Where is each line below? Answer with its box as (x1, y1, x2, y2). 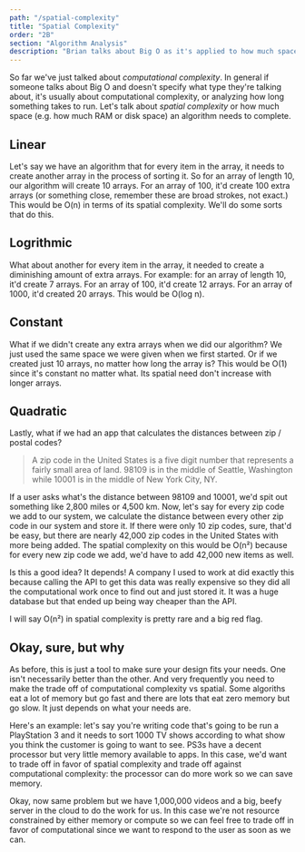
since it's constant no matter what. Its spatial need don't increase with (9, 367, 272, 378)
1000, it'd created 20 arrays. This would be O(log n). (9, 288, 205, 299)
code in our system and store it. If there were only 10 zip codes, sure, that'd (9, 521, 292, 532)
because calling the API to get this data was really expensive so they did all (9, 577, 290, 588)
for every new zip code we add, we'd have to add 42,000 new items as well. (9, 550, 295, 561)
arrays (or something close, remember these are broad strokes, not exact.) (9, 190, 289, 201)
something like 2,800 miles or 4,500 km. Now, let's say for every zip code (9, 501, 285, 513)
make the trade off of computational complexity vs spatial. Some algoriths (9, 683, 286, 694)
